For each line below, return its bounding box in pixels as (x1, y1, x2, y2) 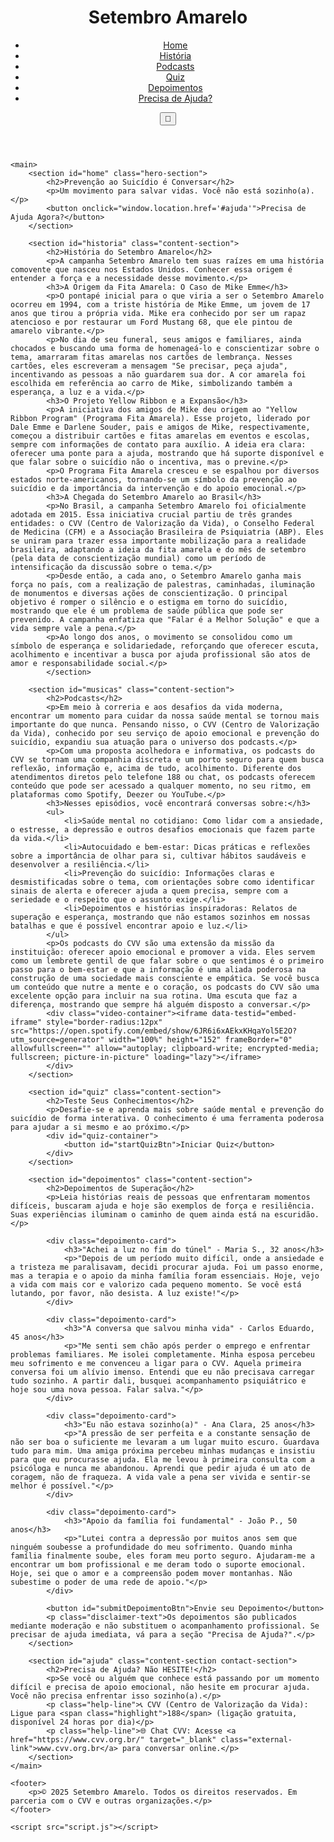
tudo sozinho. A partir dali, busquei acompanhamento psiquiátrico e (10, 1376, 307, 1386)
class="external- (220, 1734, 293, 1745)
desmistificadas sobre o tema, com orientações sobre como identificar (10, 877, 315, 887)
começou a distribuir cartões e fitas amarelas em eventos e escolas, (10, 431, 311, 441)
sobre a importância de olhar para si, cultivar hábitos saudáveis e (10, 851, 307, 861)
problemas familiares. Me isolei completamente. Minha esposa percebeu (10, 1349, 315, 1360)
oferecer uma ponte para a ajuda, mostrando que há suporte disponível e (10, 448, 325, 458)
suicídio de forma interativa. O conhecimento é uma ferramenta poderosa (10, 1113, 325, 1123)
